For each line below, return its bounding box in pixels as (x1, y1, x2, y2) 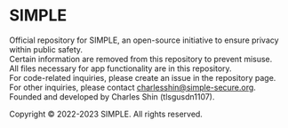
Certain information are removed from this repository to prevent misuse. (9, 53, 273, 64)
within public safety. (9, 44, 83, 54)
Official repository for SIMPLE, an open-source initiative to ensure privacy (9, 35, 279, 45)
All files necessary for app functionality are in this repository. (9, 63, 233, 74)
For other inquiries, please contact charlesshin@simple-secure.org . (9, 82, 256, 92)
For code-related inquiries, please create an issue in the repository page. (9, 72, 276, 83)
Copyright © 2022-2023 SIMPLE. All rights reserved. (9, 108, 203, 119)
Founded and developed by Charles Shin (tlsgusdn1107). (9, 91, 215, 102)
